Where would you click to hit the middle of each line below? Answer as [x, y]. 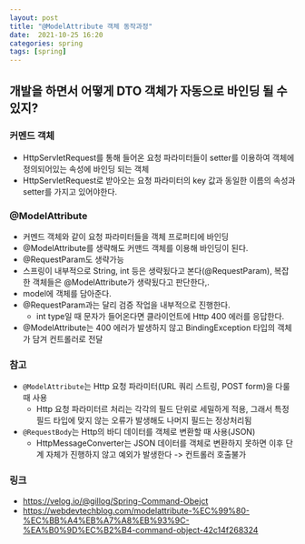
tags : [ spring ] [38, 52]
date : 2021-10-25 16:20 [56, 35]
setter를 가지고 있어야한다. [70, 191]
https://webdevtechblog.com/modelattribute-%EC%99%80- [136, 510]
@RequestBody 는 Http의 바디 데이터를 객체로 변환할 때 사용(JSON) [139, 432]
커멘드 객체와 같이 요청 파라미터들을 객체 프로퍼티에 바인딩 [126, 237]
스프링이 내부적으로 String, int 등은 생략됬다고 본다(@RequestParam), [147, 271]
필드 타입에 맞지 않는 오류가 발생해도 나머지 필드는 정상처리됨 [144, 420]
